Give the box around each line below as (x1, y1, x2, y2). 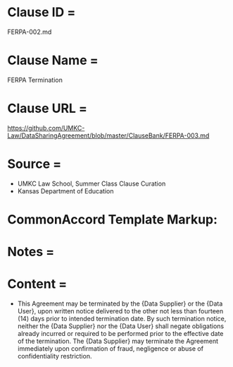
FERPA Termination (7, 76, 63, 84)
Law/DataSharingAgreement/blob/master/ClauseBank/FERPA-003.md (7, 131, 210, 140)
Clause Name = (7, 52, 99, 68)
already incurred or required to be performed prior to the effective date (17, 330, 224, 338)
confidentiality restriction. (17, 352, 92, 361)
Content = (7, 276, 68, 292)
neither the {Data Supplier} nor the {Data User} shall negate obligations (17, 322, 224, 330)
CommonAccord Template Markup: (7, 211, 218, 227)
